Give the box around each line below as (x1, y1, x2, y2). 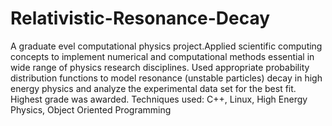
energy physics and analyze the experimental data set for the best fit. (10, 82, 297, 94)
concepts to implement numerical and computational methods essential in (10, 50, 315, 62)
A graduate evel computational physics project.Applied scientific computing (10, 40, 323, 52)
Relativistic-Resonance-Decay (10, 7, 271, 30)
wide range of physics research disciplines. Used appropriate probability (10, 61, 310, 73)
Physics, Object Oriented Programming (10, 103, 172, 116)
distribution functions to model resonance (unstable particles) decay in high (10, 72, 323, 84)
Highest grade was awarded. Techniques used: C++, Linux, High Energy (10, 93, 308, 105)
